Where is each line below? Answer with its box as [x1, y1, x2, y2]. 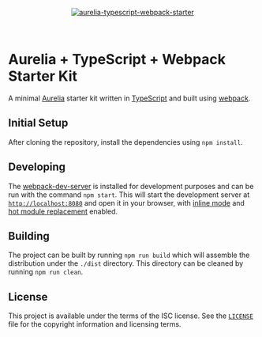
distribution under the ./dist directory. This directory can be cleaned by [8, 259, 244, 268]
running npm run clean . [8, 267, 84, 277]
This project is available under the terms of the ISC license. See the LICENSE [8, 311, 254, 320]
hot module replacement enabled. [8, 206, 118, 216]
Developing [8, 161, 65, 174]
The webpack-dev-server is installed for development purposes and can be [8, 181, 254, 191]
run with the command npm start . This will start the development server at [8, 190, 250, 199]
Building [8, 229, 50, 243]
